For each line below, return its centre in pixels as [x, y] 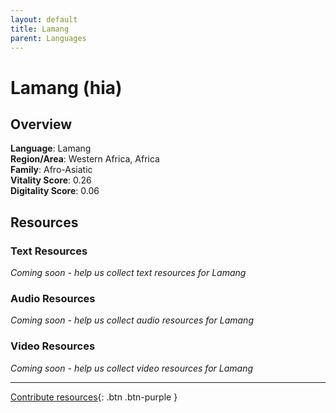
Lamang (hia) [66, 87]
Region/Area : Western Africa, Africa [85, 159]
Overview [41, 124]
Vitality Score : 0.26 [51, 180]
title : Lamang [40, 29]
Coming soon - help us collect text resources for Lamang [128, 273]
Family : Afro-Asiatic [51, 170]
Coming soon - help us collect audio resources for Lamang [132, 320]
